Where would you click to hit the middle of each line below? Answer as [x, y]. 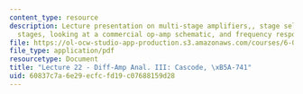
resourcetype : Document [54, 59]
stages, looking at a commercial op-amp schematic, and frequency [145, 34]
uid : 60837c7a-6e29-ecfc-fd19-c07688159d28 [92, 76]
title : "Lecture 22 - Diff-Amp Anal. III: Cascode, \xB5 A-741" [131, 68]
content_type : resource [54, 17]
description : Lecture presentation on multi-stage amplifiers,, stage [145, 26]
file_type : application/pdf [62, 51]
